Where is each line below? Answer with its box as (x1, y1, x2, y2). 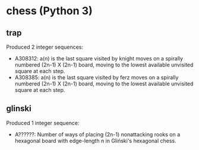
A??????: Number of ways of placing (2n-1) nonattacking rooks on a (14, 130, 181, 138)
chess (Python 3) (6, 4, 93, 18)
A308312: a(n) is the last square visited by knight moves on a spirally (14, 55, 183, 62)
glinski (6, 104, 31, 114)
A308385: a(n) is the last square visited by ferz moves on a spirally (14, 74, 179, 81)
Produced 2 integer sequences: (6, 43, 84, 50)
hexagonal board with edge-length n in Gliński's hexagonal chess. (14, 137, 176, 144)
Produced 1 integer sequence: (6, 119, 80, 126)
